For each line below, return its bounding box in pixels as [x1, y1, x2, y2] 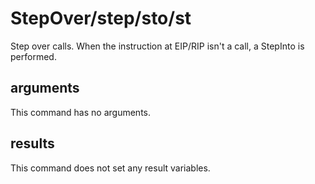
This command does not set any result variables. [10, 162, 211, 174]
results [10, 135, 55, 152]
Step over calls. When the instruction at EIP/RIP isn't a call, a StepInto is [10, 40, 305, 52]
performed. [10, 50, 57, 62]
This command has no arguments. [10, 106, 151, 118]
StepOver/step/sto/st [10, 7, 192, 30]
